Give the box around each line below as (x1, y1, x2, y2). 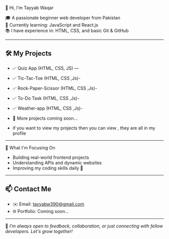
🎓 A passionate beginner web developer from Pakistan (5, 15, 121, 21)
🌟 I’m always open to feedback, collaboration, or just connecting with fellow (5, 223, 163, 229)
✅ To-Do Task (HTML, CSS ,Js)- (12, 95, 79, 101)
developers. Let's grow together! (5, 228, 73, 234)
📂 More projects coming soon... (12, 115, 78, 121)
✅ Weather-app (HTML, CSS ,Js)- (12, 105, 83, 111)
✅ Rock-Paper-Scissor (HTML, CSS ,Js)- (12, 85, 97, 91)
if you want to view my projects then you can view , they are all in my (12, 125, 155, 131)
